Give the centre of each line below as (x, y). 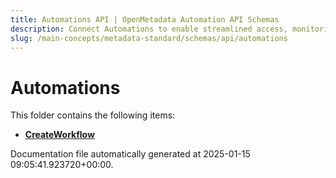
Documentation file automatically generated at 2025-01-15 (130, 154)
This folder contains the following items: (93, 115)
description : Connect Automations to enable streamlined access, (149, 29)
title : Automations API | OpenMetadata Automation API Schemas (145, 19)
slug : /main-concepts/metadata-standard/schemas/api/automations (149, 38)
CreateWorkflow (59, 135)
